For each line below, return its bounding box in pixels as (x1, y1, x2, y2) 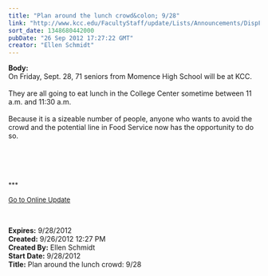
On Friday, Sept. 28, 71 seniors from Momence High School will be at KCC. (8, 72, 253, 81)
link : (8, 19, 26, 27)
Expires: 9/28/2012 (8, 226, 72, 235)
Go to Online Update (8, 195, 71, 204)
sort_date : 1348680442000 (8, 26, 94, 34)
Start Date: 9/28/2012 (8, 251, 81, 261)
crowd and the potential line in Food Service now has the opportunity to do (8, 123, 254, 132)
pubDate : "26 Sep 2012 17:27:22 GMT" (8, 34, 134, 42)
